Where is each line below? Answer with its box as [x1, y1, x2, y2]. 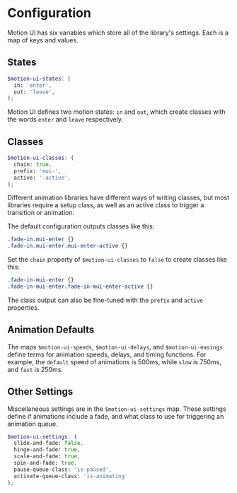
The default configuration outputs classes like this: [7, 222, 155, 231]
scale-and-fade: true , [13, 453, 81, 460]
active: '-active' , [13, 174, 71, 181]
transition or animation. [7, 209, 75, 217]
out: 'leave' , [13, 88, 55, 95]
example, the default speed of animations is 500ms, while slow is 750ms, [7, 357, 221, 366]
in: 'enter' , [13, 81, 52, 89]
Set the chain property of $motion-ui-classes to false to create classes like [7, 255, 228, 264]
